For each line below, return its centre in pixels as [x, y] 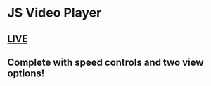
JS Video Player [55, 13]
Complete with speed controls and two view [105, 62]
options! [26, 73]
